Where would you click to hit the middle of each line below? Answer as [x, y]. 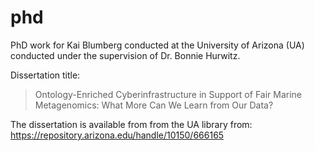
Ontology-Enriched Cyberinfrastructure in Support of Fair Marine [168, 94]
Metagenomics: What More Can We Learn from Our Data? [154, 105]
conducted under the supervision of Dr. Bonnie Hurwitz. [125, 55]
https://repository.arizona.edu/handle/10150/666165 [117, 135]
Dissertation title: [45, 75]
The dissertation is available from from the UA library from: [131, 124]
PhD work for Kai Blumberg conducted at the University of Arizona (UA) [157, 45]
